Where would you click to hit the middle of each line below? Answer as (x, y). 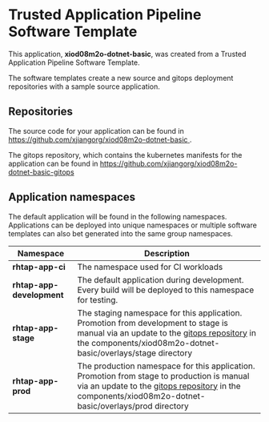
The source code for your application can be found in (96, 131)
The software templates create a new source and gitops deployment (121, 78)
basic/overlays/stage (117, 352)
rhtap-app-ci (39, 267)
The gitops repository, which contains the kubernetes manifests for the (125, 155)
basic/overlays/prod (115, 406)
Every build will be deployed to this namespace (166, 290)
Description (167, 253)
